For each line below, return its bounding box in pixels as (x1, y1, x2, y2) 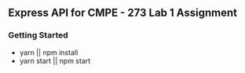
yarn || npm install (19, 47, 79, 57)
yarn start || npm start (19, 56, 91, 65)
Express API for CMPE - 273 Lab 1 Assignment (8, 6, 238, 20)
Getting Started (8, 30, 68, 41)
